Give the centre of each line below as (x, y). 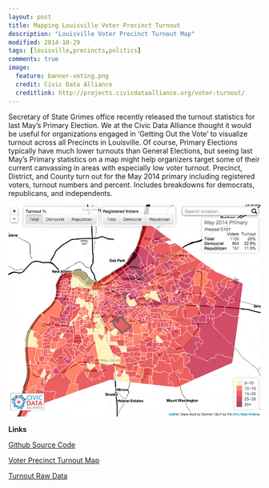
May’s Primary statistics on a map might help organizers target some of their (134, 159)
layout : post (30, 17)
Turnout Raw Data (38, 475)
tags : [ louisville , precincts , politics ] (75, 51)
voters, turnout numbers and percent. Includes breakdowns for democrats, (132, 185)
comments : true (34, 59)
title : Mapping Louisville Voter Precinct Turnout (94, 25)
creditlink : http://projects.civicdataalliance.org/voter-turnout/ (130, 93)
